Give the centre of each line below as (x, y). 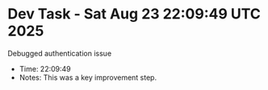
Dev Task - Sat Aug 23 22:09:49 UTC (134, 14)
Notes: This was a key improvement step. (88, 77)
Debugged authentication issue (60, 53)
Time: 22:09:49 (45, 68)
